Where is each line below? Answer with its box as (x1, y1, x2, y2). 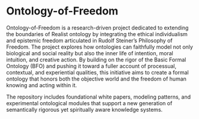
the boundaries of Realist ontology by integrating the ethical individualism (6, 30, 188, 37)
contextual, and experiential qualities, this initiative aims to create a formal (6, 69, 189, 76)
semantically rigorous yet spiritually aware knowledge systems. (6, 106, 163, 113)
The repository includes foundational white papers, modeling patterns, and (6, 93, 191, 100)
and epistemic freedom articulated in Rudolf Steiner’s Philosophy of (6, 37, 173, 44)
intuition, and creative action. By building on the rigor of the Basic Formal (6, 56, 186, 63)
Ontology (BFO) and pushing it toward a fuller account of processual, (6, 62, 177, 70)
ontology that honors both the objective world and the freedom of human (6, 75, 187, 82)
